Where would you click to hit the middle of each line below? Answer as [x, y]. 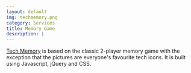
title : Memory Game [31, 28]
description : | [25, 34]
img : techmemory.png [32, 17]
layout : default [27, 12]
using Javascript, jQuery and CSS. [49, 64]
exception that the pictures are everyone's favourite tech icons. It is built [96, 57]
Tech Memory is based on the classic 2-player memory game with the [93, 51]
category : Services [31, 23]
